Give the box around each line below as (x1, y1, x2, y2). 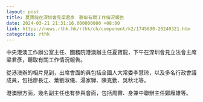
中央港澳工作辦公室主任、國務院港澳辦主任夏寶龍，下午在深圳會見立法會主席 (6, 49, 197, 56)
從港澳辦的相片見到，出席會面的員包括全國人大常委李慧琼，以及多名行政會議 (6, 69, 197, 76)
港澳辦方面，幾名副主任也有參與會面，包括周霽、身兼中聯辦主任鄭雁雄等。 (6, 89, 192, 97)
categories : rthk (6, 31, 50, 37)
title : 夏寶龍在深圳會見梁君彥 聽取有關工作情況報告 (6, 14, 124, 21)
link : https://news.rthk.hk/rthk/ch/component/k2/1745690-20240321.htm (6, 25, 190, 32)
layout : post (6, 8, 39, 15)
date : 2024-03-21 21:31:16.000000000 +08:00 (6, 20, 120, 26)
